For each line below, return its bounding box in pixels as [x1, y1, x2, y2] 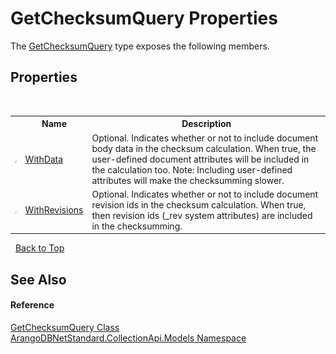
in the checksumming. [91, 220, 183, 232]
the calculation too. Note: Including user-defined [91, 163, 293, 176]
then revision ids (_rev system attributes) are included [91, 209, 313, 221]
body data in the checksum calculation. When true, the [91, 142, 317, 154]
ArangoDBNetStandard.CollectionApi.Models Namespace [10, 332, 247, 344]
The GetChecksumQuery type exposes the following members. [10, 40, 270, 52]
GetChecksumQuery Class [10, 321, 120, 333]
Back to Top [14, 242, 65, 254]
